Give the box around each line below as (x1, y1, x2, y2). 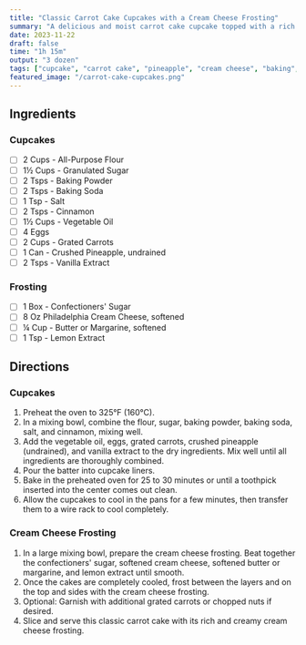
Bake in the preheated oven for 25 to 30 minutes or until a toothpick (22, 475, 277, 486)
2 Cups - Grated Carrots (22, 236, 114, 247)
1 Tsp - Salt (22, 195, 66, 206)
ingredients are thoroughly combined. (22, 456, 165, 466)
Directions (9, 359, 70, 374)
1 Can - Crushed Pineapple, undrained (22, 247, 167, 258)
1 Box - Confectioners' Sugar (22, 302, 132, 312)
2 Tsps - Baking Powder (22, 175, 114, 186)
